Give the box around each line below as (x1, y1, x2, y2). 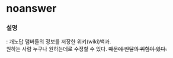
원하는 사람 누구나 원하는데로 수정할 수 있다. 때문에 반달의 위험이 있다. (6, 46, 167, 53)
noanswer (6, 2, 57, 15)
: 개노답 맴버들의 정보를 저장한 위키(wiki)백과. (6, 38, 111, 45)
